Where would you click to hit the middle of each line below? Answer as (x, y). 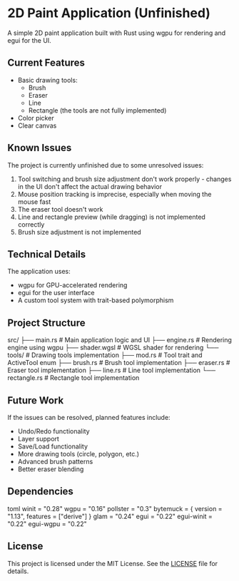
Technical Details (47, 254)
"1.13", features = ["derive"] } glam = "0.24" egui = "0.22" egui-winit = (110, 516)
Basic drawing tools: (47, 80)
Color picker (36, 118)
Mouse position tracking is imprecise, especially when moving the (115, 194)
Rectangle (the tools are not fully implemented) (97, 110)
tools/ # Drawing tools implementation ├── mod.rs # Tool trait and (105, 355)
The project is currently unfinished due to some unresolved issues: (106, 165)
